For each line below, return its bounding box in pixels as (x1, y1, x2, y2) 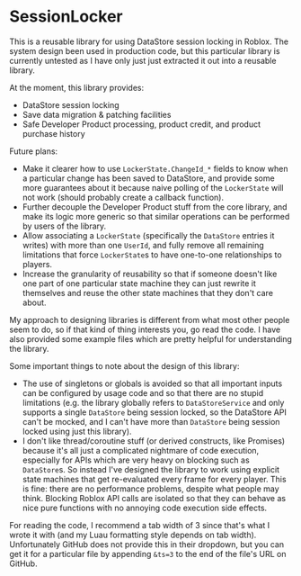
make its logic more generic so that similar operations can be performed (22, 211, 290, 221)
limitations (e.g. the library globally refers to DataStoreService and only (22, 397, 285, 408)
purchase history (22, 128, 85, 139)
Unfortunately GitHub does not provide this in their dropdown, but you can (9, 538, 285, 550)
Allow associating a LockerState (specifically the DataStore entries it (22, 229, 275, 240)
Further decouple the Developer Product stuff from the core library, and (22, 201, 288, 212)
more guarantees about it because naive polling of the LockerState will (22, 182, 284, 193)
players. (22, 258, 52, 269)
